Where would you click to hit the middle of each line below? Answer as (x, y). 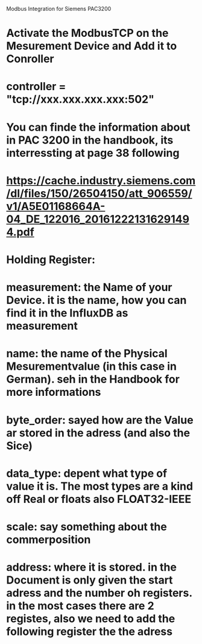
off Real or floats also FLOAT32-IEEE (99, 499)
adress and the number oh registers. (99, 593)
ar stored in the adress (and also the (98, 433)
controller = (36, 87)
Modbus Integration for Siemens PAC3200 (59, 9)
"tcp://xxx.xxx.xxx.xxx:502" (80, 100)
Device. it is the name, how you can (96, 301)
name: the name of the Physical (87, 354)
